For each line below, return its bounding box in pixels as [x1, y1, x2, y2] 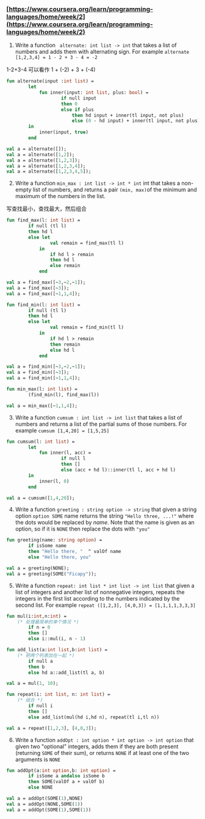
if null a [28, 658, 53, 664]
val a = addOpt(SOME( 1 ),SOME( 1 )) [6, 807, 92, 813]
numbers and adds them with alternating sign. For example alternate [15, 48, 190, 55]
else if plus [60, 106, 95, 113]
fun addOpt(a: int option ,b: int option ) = [6, 767, 116, 773]
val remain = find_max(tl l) [49, 240, 124, 246]
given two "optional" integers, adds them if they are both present [15, 743, 179, 750]
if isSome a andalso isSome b [28, 773, 105, 779]
